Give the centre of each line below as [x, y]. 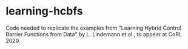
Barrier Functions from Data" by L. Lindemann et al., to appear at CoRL [94, 34]
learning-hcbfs [44, 11]
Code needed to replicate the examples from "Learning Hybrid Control [93, 28]
